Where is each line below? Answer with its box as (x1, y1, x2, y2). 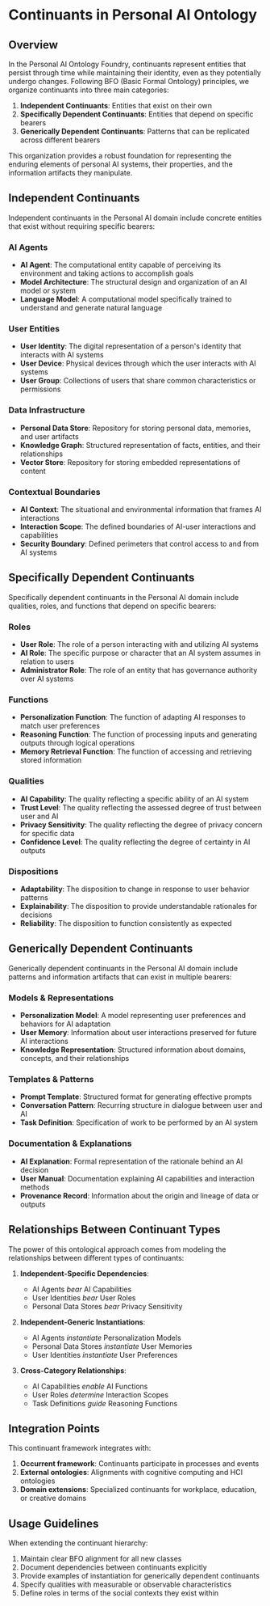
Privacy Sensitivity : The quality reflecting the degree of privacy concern (19, 819, 263, 830)
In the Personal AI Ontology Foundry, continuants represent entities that (8, 59, 247, 69)
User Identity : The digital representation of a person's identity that (19, 341, 242, 351)
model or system (19, 285, 77, 296)
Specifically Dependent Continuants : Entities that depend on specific (19, 109, 254, 119)
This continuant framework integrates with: (8, 1443, 152, 1453)
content (19, 466, 46, 475)
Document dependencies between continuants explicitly (19, 1562, 207, 1572)
